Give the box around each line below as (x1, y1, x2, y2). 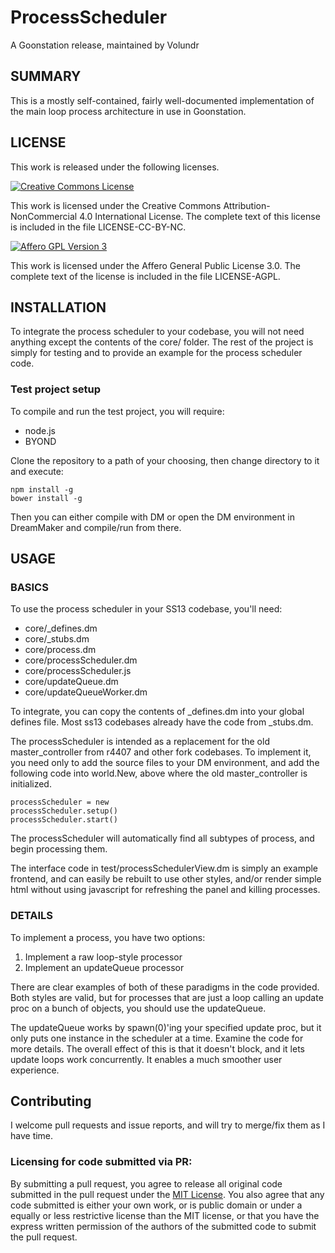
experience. (10, 1064, 60, 1076)
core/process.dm (24, 644, 97, 656)
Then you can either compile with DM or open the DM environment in (10, 511, 295, 523)
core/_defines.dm (24, 622, 98, 635)
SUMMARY (10, 68, 82, 85)
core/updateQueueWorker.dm (24, 686, 148, 698)
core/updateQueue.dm (24, 676, 119, 688)
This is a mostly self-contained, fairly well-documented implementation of (10, 94, 315, 106)
